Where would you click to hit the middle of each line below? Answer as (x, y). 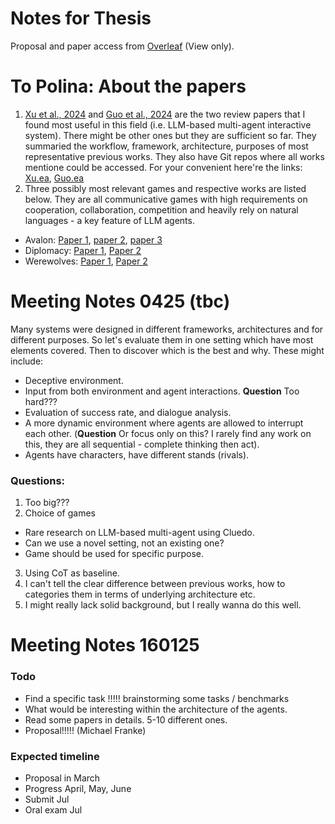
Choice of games (60, 513)
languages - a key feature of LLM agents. (109, 220)
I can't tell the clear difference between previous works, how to (155, 584)
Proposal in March (62, 778)
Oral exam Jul (53, 809)
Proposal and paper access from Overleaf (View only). (122, 46)
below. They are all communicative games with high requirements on (166, 199)
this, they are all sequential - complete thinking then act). (142, 444)
